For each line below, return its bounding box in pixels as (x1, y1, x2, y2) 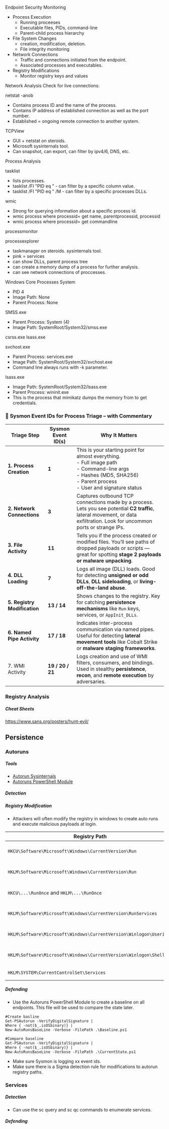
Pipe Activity (8, 636, 39, 643)
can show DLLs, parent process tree (12, 259, 88, 264)
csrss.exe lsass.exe (5, 334, 46, 340)
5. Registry (8, 599, 35, 606)
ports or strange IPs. (76, 524, 125, 531)
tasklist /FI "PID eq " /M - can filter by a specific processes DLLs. (12, 188, 147, 194)
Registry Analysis (5, 693, 49, 700)
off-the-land (76, 584, 109, 591)
